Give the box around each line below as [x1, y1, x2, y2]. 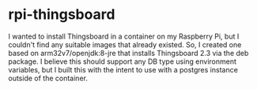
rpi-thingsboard [8, 6, 115, 24]
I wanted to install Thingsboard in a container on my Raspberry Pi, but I [8, 32, 240, 41]
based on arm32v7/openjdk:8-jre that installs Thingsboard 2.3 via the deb [8, 48, 249, 57]
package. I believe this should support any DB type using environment [8, 57, 237, 66]
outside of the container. [8, 73, 89, 83]
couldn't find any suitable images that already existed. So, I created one [8, 39, 242, 49]
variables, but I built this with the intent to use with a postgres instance [8, 65, 239, 74]
